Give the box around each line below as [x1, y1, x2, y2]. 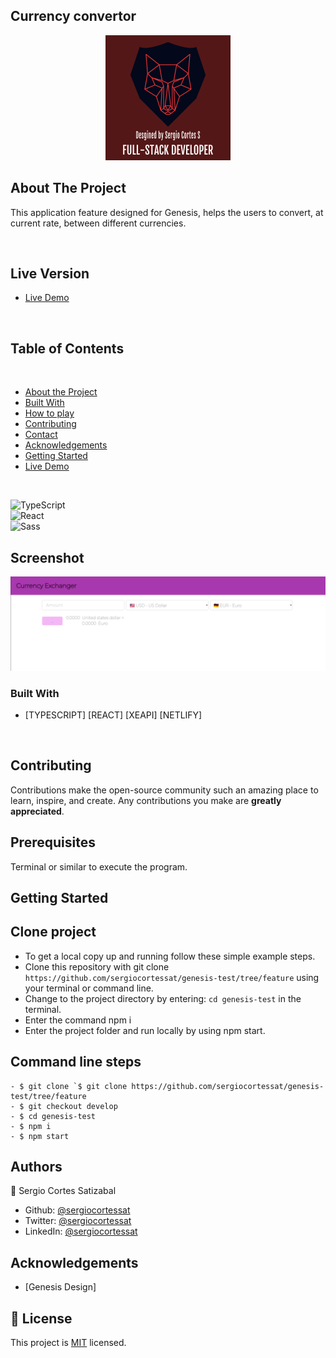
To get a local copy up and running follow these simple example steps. [24, 950, 316, 962]
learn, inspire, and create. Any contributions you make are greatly [10, 794, 282, 806]
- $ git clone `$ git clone [10, 1081, 128, 1091]
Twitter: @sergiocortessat [24, 1215, 132, 1227]
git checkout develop [28, 1101, 118, 1111]
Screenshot [10, 549, 85, 566]
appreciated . [10, 805, 65, 817]
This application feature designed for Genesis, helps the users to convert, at [10, 206, 324, 218]
